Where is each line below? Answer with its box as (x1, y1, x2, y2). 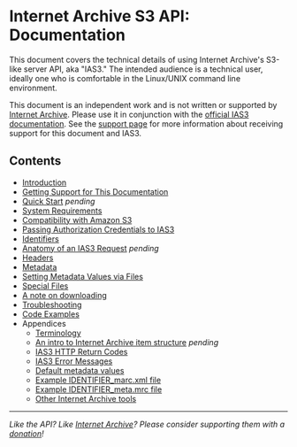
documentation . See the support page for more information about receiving (9, 118, 284, 129)
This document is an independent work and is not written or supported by (9, 99, 278, 110)
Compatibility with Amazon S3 (21, 214, 133, 225)
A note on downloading (21, 289, 108, 300)
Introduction (21, 177, 67, 188)
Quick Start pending (21, 196, 95, 206)
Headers (21, 252, 54, 263)
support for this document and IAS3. (9, 127, 142, 138)
